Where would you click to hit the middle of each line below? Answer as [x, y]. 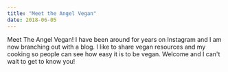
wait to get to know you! [41, 61]
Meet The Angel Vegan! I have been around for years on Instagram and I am [114, 39]
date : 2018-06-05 [32, 20]
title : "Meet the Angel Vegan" [52, 13]
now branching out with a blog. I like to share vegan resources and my [106, 47]
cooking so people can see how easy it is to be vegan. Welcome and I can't [114, 54]
